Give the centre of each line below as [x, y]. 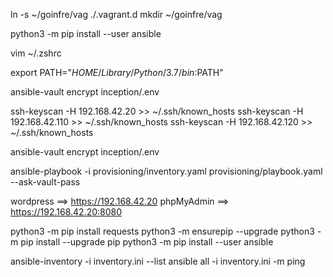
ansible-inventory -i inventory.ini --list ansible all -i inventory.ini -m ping [158, 261]
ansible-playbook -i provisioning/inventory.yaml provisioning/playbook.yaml [166, 171]
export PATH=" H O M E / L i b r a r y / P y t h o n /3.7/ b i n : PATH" [117, 72]
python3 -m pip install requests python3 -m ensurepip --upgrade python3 [162, 231]
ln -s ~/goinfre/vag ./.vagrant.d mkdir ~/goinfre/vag [116, 14]
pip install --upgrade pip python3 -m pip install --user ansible [147, 242]
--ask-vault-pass [45, 182]
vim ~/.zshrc [36, 53]
